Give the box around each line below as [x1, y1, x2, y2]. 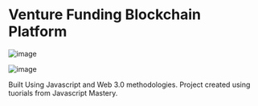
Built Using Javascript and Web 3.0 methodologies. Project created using [8, 80, 251, 89]
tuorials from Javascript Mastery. [8, 88, 118, 97]
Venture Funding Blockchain [8, 6, 201, 24]
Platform [8, 22, 68, 41]
